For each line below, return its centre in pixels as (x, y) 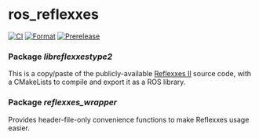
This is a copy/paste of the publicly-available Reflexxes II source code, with (130, 74)
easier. (19, 128)
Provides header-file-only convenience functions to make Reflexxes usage (129, 119)
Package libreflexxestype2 (60, 57)
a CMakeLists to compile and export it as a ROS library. (97, 82)
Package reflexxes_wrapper (63, 102)
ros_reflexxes (54, 15)
